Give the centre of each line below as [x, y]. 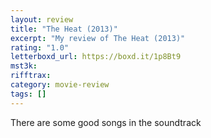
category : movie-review [60, 85]
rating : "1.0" [40, 47]
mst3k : [24, 66]
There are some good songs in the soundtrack [106, 122]
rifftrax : [31, 76]
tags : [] [28, 94]
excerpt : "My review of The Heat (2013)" [98, 38]
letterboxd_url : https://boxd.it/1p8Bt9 [96, 57]
